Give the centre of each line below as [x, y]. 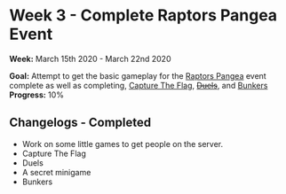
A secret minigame [56, 172]
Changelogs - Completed [80, 123]
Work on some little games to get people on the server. [123, 144]
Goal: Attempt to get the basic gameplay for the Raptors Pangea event [138, 75]
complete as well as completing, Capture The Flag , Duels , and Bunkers [139, 85]
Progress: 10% [37, 95]
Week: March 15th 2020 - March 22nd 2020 [90, 58]
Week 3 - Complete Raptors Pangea [143, 16]
